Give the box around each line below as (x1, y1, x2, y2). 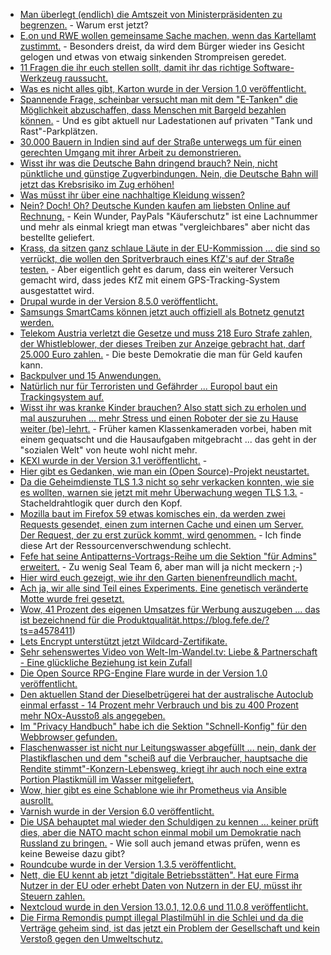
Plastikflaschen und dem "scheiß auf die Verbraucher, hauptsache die (19, 752, 308, 764)
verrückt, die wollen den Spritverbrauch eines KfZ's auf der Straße (19, 253, 295, 264)
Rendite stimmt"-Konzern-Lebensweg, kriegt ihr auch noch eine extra (19, 763, 308, 774)
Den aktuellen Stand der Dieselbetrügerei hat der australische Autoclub (19, 689, 314, 700)
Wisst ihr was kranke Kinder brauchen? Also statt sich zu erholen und (19, 402, 307, 413)
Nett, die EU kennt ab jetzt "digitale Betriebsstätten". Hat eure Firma (19, 869, 300, 881)
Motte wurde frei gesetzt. (19, 593, 125, 604)
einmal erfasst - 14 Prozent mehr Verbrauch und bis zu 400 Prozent (19, 699, 299, 711)
